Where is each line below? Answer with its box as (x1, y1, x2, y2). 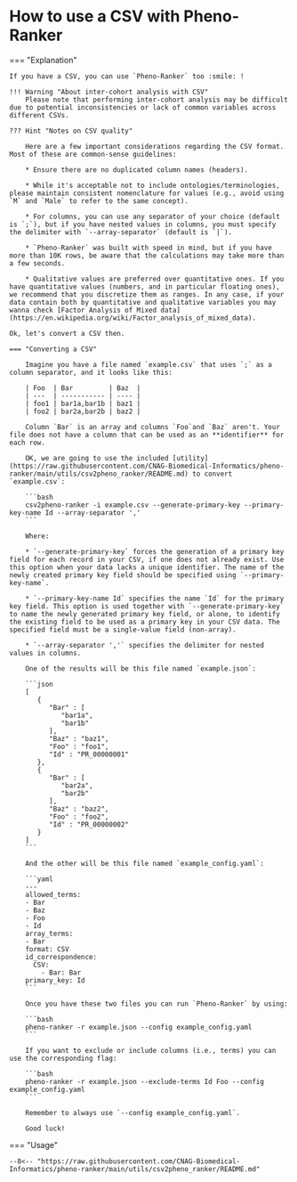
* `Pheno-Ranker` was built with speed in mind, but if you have (25, 243, 273, 252)
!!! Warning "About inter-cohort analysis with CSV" (9, 87, 209, 96)
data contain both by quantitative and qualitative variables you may (9, 298, 277, 306)
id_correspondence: (25, 952, 98, 961)
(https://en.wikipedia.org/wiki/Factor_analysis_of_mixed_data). (9, 314, 256, 322)
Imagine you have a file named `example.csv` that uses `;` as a (25, 360, 273, 369)
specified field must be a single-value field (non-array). (9, 625, 237, 634)
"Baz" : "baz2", (48, 804, 109, 813)
